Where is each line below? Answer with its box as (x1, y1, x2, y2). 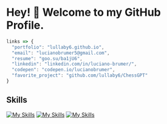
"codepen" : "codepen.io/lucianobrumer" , (12, 67, 115, 73)
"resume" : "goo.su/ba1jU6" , (12, 55, 83, 61)
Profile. (6, 18, 44, 32)
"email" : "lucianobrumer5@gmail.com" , (12, 50, 111, 56)
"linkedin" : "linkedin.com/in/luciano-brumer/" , (12, 61, 137, 67)
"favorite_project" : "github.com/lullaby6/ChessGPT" (12, 72, 148, 78)
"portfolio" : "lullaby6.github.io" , (12, 44, 104, 50)
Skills (6, 95, 27, 105)
